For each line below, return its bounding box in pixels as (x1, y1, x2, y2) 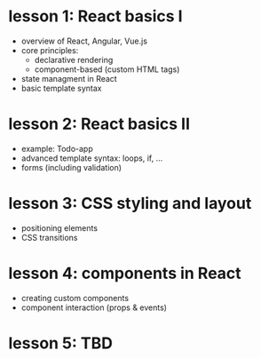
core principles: (20, 44, 79, 55)
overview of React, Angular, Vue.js (20, 36, 148, 46)
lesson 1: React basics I (8, 6, 183, 27)
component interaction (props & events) (20, 302, 168, 313)
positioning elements (20, 222, 99, 233)
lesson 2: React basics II (8, 114, 191, 134)
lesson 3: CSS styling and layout (8, 194, 252, 214)
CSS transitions (20, 232, 78, 243)
